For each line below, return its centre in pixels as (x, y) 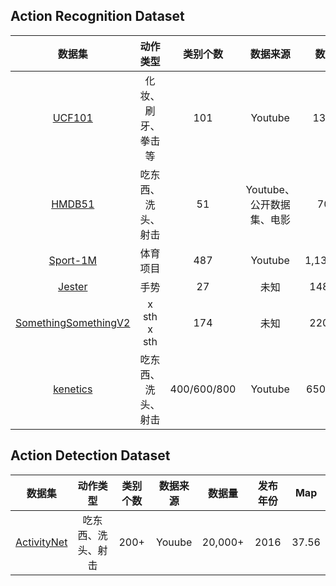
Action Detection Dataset (90, 455)
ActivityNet (41, 542)
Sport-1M (72, 260)
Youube (174, 542)
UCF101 (72, 117)
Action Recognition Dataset (97, 16)
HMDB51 (73, 204)
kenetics (73, 389)
